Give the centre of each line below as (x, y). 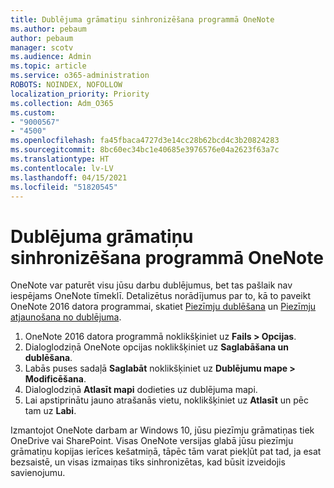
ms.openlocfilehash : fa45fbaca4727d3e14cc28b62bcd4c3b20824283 (145, 141)
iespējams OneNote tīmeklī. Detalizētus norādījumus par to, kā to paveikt (160, 296)
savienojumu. (38, 473)
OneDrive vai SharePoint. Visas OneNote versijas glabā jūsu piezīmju (152, 441)
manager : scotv (42, 47)
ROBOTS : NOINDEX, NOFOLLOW (66, 85)
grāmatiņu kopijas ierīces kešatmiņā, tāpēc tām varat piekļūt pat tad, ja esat (166, 452)
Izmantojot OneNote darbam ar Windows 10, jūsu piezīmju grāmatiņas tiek (162, 430)
